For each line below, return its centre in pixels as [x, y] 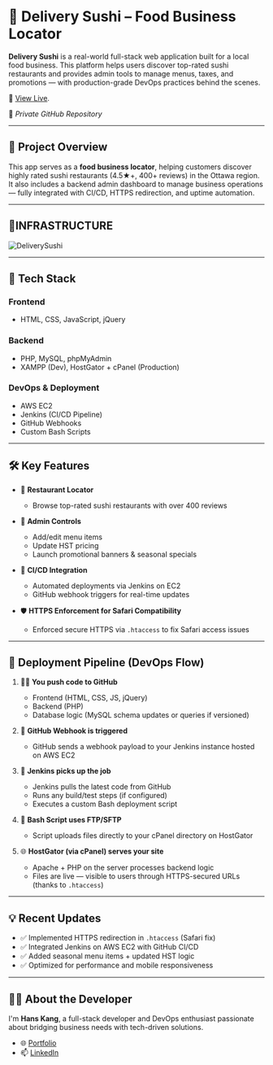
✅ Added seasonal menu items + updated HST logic [107, 956]
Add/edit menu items [67, 537]
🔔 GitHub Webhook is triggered [74, 731]
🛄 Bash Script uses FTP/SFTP [71, 820]
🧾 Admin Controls [50, 521]
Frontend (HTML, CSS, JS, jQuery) [90, 698]
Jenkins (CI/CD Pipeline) [61, 414]
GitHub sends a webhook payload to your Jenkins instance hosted [143, 747]
